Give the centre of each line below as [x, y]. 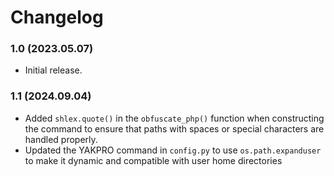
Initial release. [53, 70]
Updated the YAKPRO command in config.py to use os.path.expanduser [173, 150]
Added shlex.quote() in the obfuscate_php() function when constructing [174, 118]
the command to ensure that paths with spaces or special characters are [174, 128]
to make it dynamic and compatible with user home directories [153, 160]
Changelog [57, 17]
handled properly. [61, 139]
